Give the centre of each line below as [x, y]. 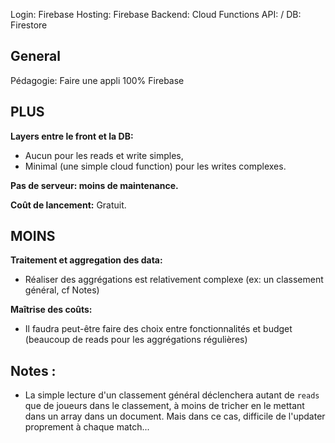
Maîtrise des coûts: [51, 310]
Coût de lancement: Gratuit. [68, 205]
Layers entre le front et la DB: [72, 136]
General [36, 56]
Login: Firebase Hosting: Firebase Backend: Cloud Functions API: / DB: [156, 14]
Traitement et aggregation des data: [86, 260]
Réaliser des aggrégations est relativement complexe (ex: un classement [174, 280]
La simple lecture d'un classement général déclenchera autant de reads [172, 395]
